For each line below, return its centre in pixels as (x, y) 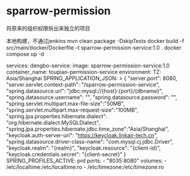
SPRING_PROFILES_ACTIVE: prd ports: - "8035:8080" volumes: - (87, 160)
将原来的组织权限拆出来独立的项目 (48, 28)
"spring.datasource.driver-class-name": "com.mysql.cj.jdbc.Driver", (90, 141)
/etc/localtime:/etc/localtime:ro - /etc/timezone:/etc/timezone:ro (85, 167)
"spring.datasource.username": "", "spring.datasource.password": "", (92, 97)
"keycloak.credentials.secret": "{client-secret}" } (66, 154)
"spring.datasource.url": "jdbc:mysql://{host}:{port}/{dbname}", (85, 91)
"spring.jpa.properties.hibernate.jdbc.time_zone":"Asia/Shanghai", (88, 129)
